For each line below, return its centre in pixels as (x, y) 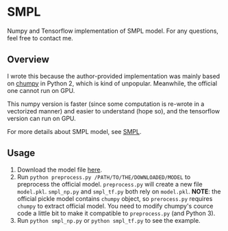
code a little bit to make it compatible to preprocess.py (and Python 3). (116, 213)
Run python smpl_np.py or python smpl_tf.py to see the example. (109, 220)
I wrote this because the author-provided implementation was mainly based (114, 76)
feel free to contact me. (40, 38)
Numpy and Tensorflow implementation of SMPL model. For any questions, (113, 31)
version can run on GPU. (42, 118)
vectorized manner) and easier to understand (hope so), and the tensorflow (114, 111)
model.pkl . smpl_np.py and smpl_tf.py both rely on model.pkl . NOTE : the (119, 191)
